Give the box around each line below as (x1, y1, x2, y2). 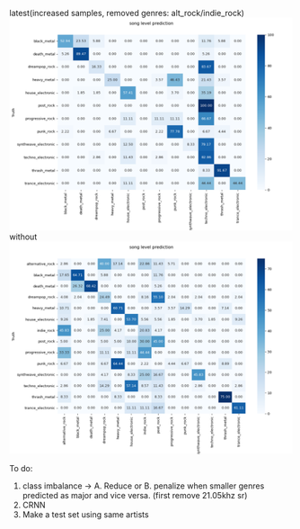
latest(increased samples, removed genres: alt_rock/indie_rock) (9, 8, 245, 18)
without (9, 231, 38, 242)
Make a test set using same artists (22, 509, 150, 520)
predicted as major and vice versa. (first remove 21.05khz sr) (22, 490, 248, 500)
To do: (9, 463, 33, 473)
